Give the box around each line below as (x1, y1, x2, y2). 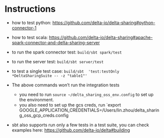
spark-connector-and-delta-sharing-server (11, 39, 100, 45)
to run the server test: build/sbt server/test (11, 58, 104, 64)
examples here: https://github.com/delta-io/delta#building (11, 127, 130, 133)
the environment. (19, 97, 54, 103)
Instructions (4, 3, 56, 15)
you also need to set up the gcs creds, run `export (19, 102, 122, 108)
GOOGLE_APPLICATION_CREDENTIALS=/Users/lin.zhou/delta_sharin (19, 107, 160, 113)
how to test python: (11, 20, 51, 26)
